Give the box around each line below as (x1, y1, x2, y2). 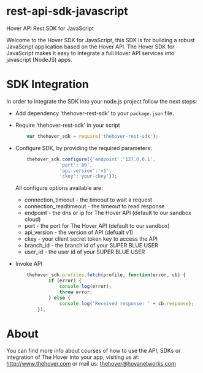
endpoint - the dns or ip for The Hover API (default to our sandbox (24, 209, 192, 217)
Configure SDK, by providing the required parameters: (15, 144, 152, 151)
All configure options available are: (15, 184, 103, 192)
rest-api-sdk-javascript (6, 4, 128, 18)
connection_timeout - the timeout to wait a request (24, 196, 153, 203)
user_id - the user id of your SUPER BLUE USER (24, 248, 145, 255)
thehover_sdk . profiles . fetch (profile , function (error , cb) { (26, 272, 186, 278)
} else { (48, 295, 71, 301)
